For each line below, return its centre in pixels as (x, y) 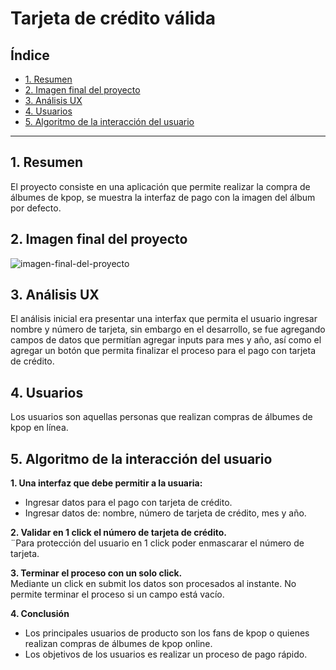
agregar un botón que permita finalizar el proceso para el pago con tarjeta (163, 351)
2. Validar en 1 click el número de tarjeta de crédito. (118, 533)
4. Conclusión (40, 614)
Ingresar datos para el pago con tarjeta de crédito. (128, 503)
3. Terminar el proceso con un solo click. (96, 573)
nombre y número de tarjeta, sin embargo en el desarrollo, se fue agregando (168, 329)
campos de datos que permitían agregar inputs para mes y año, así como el (166, 340)
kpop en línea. (39, 428)
